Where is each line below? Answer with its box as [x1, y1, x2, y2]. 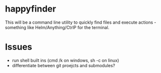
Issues [5, 42, 32, 53]
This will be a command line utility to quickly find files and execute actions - [5, 19, 157, 25]
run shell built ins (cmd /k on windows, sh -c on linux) [12, 57, 119, 63]
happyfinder [5, 3, 56, 15]
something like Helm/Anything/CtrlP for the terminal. [5, 24, 110, 30]
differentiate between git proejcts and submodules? [12, 62, 115, 68]
